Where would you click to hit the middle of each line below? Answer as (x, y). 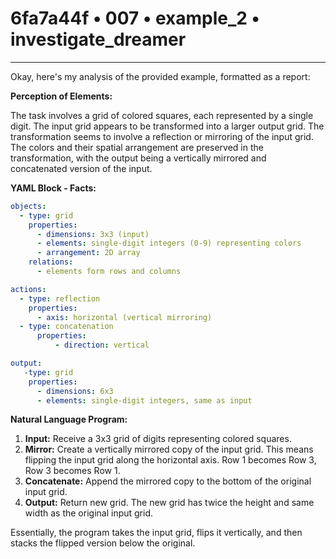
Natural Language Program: (69, 419)
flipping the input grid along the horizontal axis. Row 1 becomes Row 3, (170, 460)
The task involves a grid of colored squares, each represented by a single (162, 115)
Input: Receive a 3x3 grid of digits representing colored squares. (158, 439)
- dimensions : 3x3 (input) (93, 234)
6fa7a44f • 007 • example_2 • (135, 18)
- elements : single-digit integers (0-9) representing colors (169, 243)
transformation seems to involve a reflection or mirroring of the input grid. (162, 136)
